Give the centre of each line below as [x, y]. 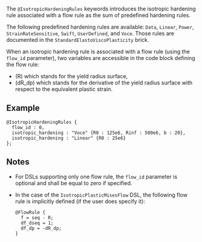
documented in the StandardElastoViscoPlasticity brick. [78, 40]
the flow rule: [23, 64]
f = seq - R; [37, 218]
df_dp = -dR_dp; [41, 228]
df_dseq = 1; [37, 223]
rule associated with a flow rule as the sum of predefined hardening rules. [99, 15]
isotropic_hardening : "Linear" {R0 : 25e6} [69, 138]
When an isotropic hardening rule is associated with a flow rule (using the [98, 52]
